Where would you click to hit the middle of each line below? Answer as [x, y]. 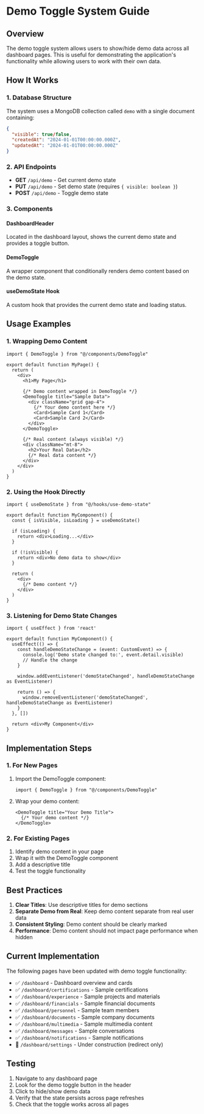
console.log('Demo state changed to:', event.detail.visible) [103, 655]
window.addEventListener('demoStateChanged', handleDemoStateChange [106, 676]
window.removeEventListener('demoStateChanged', [85, 698]
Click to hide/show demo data [53, 1091]
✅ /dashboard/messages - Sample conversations [75, 1031]
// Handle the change [50, 660]
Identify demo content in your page [59, 851]
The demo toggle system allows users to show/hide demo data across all [98, 48]
